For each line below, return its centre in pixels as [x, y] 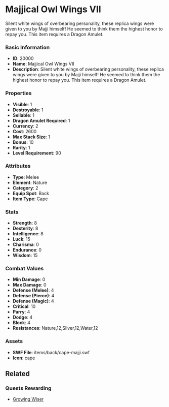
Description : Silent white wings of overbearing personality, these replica [88, 69]
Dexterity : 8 [25, 228]
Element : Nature [30, 182]
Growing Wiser [28, 399]
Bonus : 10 [23, 142]
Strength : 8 [25, 223]
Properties [18, 93]
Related [18, 374]
